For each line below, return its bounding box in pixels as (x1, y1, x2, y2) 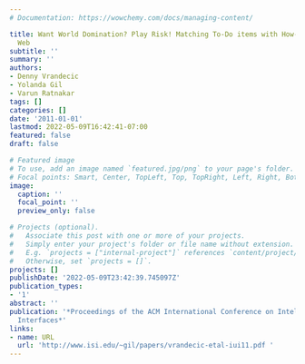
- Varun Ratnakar (9, 88, 75, 98)
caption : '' (17, 190, 64, 199)
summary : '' (9, 55, 54, 64)
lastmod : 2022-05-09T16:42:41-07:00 (9, 123, 148, 132)
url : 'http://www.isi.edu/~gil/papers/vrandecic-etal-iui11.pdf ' (17, 341, 274, 350)
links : (9, 324, 34, 333)
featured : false (9, 131, 71, 141)
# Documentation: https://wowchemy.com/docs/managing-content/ (9, 13, 254, 23)
